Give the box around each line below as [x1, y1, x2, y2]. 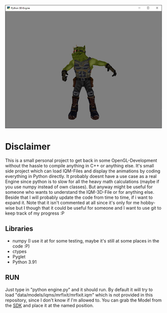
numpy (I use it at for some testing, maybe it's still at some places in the [12, 237, 160, 243]
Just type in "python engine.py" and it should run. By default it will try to [5, 286, 153, 293]
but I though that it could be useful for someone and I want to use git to [15, 205, 162, 211]
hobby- [140, 200, 156, 206]
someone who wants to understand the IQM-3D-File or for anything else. [5, 189, 155, 195]
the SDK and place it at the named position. [5, 302, 94, 308]
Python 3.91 [12, 259, 37, 265]
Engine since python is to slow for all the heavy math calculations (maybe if [5, 179, 160, 185]
